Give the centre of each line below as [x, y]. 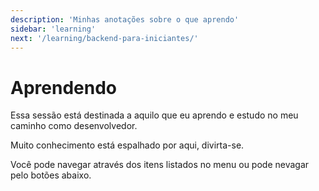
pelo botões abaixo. [51, 175]
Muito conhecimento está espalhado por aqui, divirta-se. [127, 145]
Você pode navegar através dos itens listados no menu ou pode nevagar [160, 165]
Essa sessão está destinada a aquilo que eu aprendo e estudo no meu [154, 115]
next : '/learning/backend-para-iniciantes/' [104, 38]
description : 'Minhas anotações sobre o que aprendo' [125, 19]
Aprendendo [63, 87]
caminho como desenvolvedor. [74, 126]
